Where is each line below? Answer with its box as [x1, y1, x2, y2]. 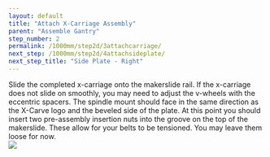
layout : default [8, 11, 63, 20]
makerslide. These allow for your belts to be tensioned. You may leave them [8, 123, 263, 133]
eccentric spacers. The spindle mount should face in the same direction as [8, 97, 259, 107]
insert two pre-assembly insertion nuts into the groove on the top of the [8, 114, 248, 124]
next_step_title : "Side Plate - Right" [8, 58, 144, 66]
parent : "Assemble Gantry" [8, 27, 100, 35]
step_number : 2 [8, 34, 60, 43]
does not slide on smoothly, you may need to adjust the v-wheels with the [8, 88, 256, 98]
